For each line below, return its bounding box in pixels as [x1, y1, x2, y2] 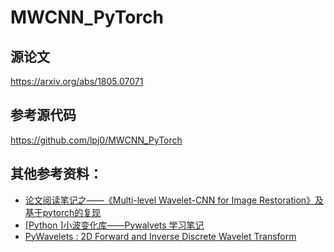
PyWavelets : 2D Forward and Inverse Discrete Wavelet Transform [24, 230, 297, 242]
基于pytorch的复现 [24, 206, 102, 218]
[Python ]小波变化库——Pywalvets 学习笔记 [24, 219, 205, 231]
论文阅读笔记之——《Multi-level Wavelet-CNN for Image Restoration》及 [24, 194, 325, 206]
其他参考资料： [10, 166, 103, 183]
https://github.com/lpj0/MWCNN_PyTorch [10, 134, 183, 146]
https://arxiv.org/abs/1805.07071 [10, 76, 144, 87]
